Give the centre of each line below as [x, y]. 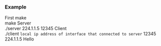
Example [16, 7]
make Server [18, 23]
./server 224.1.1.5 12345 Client [36, 28]
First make [16, 18]
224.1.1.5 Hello [19, 39]
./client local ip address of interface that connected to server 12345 [80, 34]
